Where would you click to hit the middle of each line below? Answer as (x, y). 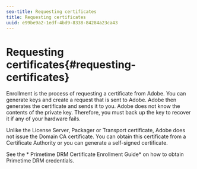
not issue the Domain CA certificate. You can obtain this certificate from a (96, 136)
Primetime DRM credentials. (40, 161)
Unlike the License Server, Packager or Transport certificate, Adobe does (96, 130)
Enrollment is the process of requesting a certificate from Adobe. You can (96, 94)
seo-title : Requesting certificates (51, 12)
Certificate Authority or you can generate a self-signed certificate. (87, 143)
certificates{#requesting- (71, 64)
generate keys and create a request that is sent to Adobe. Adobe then (91, 100)
